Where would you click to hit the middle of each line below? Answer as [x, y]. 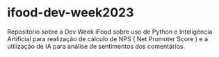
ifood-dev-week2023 [71, 13]
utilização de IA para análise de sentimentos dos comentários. [96, 46]
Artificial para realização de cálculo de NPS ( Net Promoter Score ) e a [108, 38]
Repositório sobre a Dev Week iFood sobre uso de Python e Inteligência [110, 32]
